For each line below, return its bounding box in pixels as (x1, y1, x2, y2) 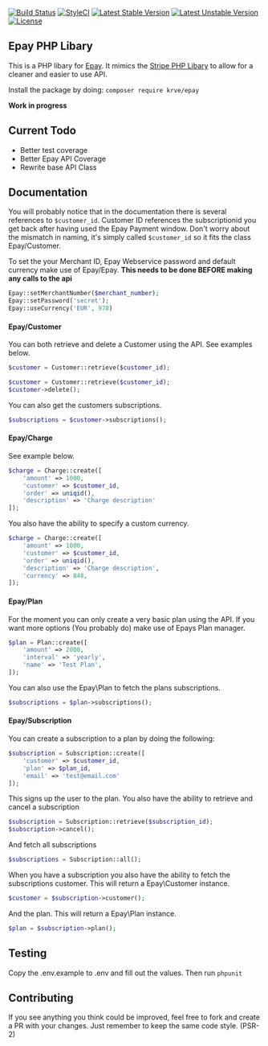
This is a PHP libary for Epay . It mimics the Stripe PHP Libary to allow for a (8, 60, 254, 70)
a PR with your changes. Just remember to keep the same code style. (8, 1021, 238, 1031)
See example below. (8, 451, 75, 460)
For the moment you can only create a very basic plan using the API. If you (8, 614, 255, 624)
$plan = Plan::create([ (8, 638, 88, 647)
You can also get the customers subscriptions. (8, 400, 162, 410)
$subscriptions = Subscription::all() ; (8, 855, 142, 864)
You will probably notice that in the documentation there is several (8, 207, 227, 216)
